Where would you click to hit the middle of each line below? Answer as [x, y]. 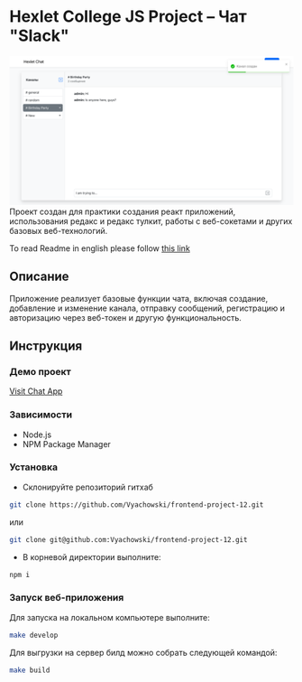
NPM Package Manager [66, 444]
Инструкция [46, 346]
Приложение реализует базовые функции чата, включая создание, [139, 298]
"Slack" [39, 36]
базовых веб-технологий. [59, 230]
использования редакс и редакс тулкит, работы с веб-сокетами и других [151, 221]
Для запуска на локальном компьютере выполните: [110, 617]
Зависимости [41, 415]
